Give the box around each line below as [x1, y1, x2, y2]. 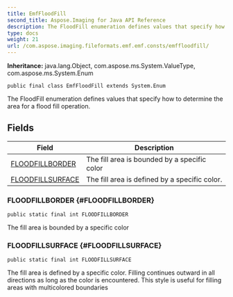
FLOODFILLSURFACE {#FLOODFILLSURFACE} [7, 241, 162, 250]
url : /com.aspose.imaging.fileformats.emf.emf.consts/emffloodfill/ [7, 42, 209, 49]
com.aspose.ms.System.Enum [7, 69, 94, 77]
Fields [7, 122, 35, 134]
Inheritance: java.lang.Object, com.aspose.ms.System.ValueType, [7, 62, 196, 70]
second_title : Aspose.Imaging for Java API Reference [7, 17, 166, 24]
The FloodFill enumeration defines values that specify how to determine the [7, 95, 223, 103]
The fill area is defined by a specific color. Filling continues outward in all [7, 268, 216, 277]
